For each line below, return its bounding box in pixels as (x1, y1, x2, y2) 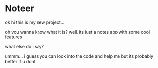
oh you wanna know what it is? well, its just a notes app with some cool (5, 29, 150, 34)
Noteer (5, 3, 35, 14)
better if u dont (5, 58, 36, 64)
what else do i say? (5, 43, 44, 49)
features (5, 34, 22, 40)
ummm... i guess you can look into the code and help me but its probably (5, 53, 154, 59)
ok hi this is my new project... (5, 19, 65, 25)
